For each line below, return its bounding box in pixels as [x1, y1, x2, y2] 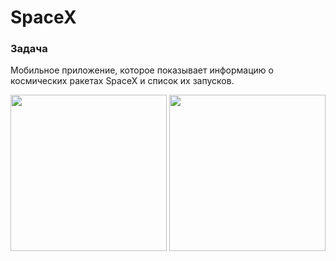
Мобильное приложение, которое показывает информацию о [10, 64, 274, 76]
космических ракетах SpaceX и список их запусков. [10, 75, 235, 87]
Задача [10, 42, 48, 56]
